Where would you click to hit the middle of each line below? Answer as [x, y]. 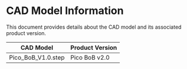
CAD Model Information [65, 11]
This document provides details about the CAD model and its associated [94, 27]
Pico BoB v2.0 [90, 57]
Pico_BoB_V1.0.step [37, 57]
